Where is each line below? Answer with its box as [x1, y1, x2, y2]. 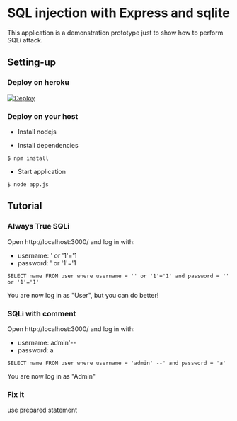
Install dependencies [17, 141, 79, 149]
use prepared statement [7, 405, 78, 415]
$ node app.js [7, 180, 50, 188]
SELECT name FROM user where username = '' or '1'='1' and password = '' [7, 272, 230, 279]
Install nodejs [17, 127, 57, 136]
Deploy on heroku [7, 78, 69, 88]
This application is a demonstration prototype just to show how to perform [7, 28, 224, 37]
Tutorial [7, 200, 42, 212]
